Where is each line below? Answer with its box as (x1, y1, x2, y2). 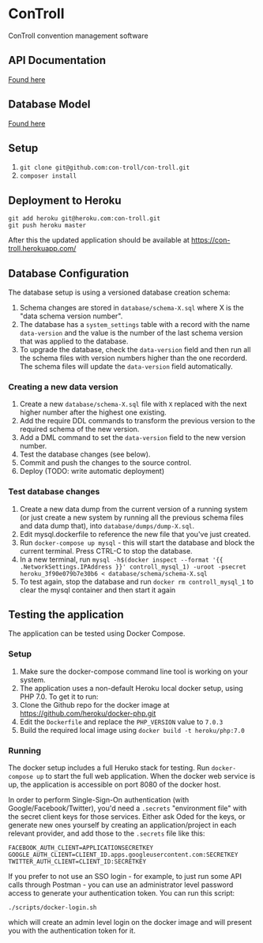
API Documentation (8, 54, 107, 67)
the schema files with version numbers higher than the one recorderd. (19, 353, 247, 363)
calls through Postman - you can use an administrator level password (8, 880, 234, 889)
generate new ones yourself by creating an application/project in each (8, 821, 237, 829)
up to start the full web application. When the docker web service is (36, 772, 255, 780)
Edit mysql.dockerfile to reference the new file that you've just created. (19, 529, 251, 539)
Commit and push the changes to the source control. (19, 458, 192, 468)
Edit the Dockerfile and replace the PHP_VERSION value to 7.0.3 (19, 716, 224, 727)
